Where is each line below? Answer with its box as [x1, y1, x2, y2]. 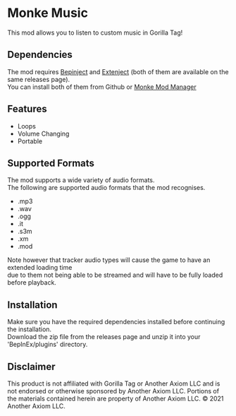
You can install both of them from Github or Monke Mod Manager [7, 83, 197, 91]
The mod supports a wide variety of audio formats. [7, 176, 155, 184]
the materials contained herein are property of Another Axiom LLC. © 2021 [7, 394, 224, 403]
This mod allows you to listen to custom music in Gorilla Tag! [7, 28, 183, 37]
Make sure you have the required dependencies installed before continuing [7, 318, 225, 326]
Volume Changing [17, 129, 70, 138]
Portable [17, 136, 43, 145]
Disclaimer [7, 360, 56, 372]
